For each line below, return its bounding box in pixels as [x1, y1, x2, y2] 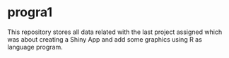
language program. [7, 42, 63, 51]
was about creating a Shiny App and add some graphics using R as [7, 35, 203, 43]
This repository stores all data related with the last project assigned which [7, 28, 223, 36]
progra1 [7, 4, 53, 21]
